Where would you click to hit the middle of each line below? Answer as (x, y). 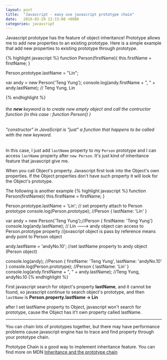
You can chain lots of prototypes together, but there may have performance (83, 327)
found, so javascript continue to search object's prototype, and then (75, 292)
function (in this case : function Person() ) (48, 114)
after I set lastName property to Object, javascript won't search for (73, 307)
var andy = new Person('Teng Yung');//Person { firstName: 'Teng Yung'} (79, 221)
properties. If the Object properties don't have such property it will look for (82, 176)
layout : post (19, 10)
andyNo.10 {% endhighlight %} (37, 277)
